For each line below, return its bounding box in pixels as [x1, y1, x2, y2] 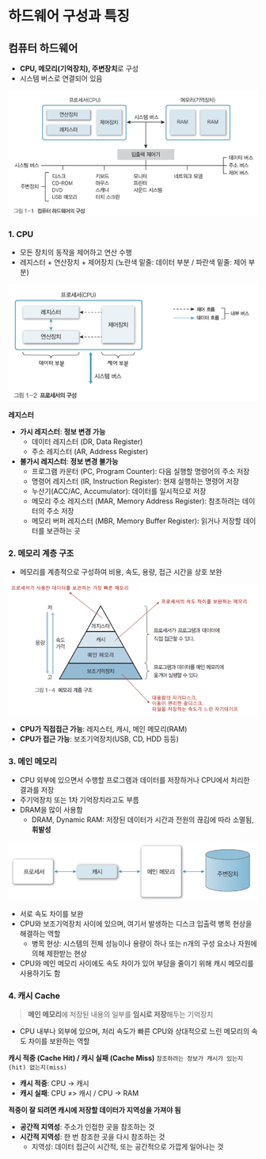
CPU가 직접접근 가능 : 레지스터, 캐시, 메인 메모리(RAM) [19, 724, 188, 733]
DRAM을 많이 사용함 [19, 805, 83, 815]
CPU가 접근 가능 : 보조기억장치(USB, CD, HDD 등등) [19, 734, 180, 744]
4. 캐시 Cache [8, 990, 61, 1001]
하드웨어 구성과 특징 [8, 7, 131, 25]
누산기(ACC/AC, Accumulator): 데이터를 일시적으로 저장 [31, 487, 207, 496]
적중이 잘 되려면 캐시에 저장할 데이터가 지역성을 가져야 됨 [8, 1105, 181, 1115]
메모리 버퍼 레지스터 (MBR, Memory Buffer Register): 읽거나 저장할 [31, 516, 241, 526]
